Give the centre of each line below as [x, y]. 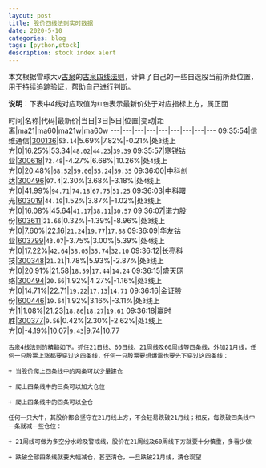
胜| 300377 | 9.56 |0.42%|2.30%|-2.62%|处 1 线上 [85, 320]
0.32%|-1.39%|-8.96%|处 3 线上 [114, 220]
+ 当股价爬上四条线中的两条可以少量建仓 [66, 371]
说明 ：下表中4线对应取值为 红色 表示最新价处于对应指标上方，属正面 [118, 104]
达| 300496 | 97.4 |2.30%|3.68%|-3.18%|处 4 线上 [85, 180]
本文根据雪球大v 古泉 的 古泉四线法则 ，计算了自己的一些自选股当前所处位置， [133, 76]
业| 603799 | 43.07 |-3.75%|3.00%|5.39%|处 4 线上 [87, 240]
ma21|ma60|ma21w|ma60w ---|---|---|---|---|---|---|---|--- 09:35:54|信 [137, 130]
